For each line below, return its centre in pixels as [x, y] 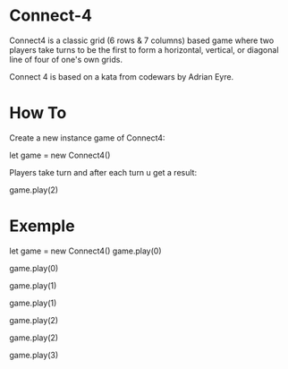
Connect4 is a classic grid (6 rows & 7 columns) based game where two [142, 40]
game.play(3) [34, 355]
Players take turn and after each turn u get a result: [103, 172]
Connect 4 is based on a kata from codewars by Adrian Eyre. [122, 76]
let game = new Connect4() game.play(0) [85, 251]
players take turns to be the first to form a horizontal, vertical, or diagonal [144, 49]
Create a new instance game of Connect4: [87, 137]
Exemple [42, 226]
